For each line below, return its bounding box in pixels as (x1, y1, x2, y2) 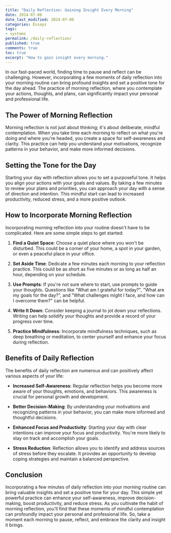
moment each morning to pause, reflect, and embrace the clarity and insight (5, 517, 166, 523)
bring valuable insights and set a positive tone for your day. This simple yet (5, 490, 163, 496)
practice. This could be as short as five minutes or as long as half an (12, 266, 157, 272)
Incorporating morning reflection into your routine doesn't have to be (5, 224, 150, 230)
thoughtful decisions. (12, 414, 58, 420)
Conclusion (5, 471, 43, 479)
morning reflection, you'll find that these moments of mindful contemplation (5, 506, 164, 512)
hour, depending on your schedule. (12, 271, 87, 277)
